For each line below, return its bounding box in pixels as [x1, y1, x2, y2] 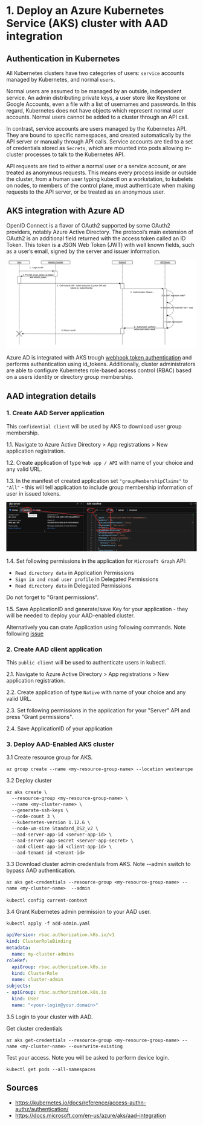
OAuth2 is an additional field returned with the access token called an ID [6, 234, 186, 242]
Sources [6, 1083, 39, 1093]
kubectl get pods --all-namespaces [6, 1066, 96, 1072]
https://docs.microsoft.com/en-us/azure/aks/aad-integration [14, 1112, 166, 1119]
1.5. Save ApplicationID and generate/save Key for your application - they [6, 605, 188, 612]
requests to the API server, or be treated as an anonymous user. [6, 188, 165, 195]
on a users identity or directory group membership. [6, 373, 134, 381]
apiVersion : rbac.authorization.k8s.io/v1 [6, 932, 115, 938]
